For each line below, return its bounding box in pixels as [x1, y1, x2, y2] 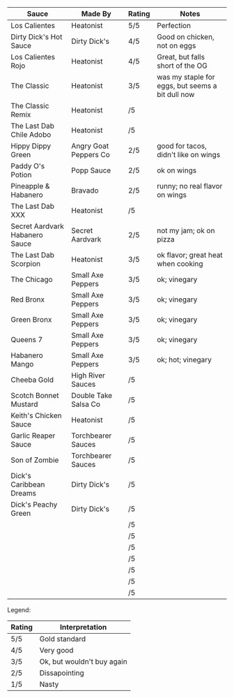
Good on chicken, [156, 32, 214, 41]
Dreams [10, 489, 37, 498]
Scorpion [10, 259, 40, 268]
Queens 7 [10, 335, 43, 344]
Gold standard [39, 634, 86, 644]
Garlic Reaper [10, 431, 56, 440]
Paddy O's [10, 161, 45, 170]
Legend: [7, 606, 31, 614]
